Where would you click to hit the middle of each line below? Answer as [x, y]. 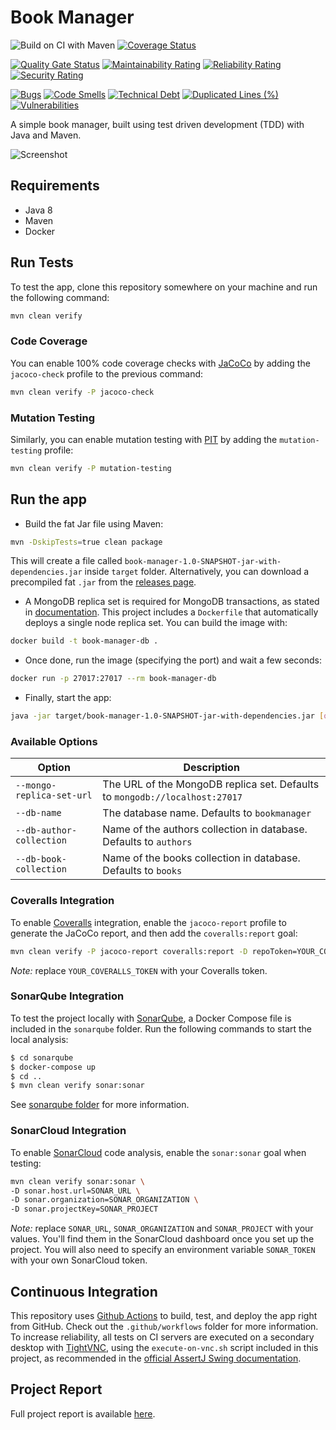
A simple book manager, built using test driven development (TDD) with [157, 124]
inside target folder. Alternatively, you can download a [197, 572]
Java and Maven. [46, 135]
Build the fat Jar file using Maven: [94, 523]
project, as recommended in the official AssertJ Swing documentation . [156, 1358]
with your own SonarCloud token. [79, 1260]
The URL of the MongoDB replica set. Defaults [211, 784]
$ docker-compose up [53, 1067]
